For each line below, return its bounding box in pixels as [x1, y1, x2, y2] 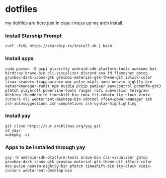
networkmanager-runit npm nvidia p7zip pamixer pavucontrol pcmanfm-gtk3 [5, 83, 162, 89]
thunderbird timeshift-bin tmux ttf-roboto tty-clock [23, 92, 137, 97]
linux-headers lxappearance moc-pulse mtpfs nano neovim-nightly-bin [5, 79, 153, 84]
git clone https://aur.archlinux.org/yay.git [5, 123, 101, 128]
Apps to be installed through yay [5, 144, 85, 151]
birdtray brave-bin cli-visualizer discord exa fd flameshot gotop [5, 70, 148, 75]
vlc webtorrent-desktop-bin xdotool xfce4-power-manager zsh [23, 97, 153, 102]
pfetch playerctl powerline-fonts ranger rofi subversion [5, 88, 128, 93]
